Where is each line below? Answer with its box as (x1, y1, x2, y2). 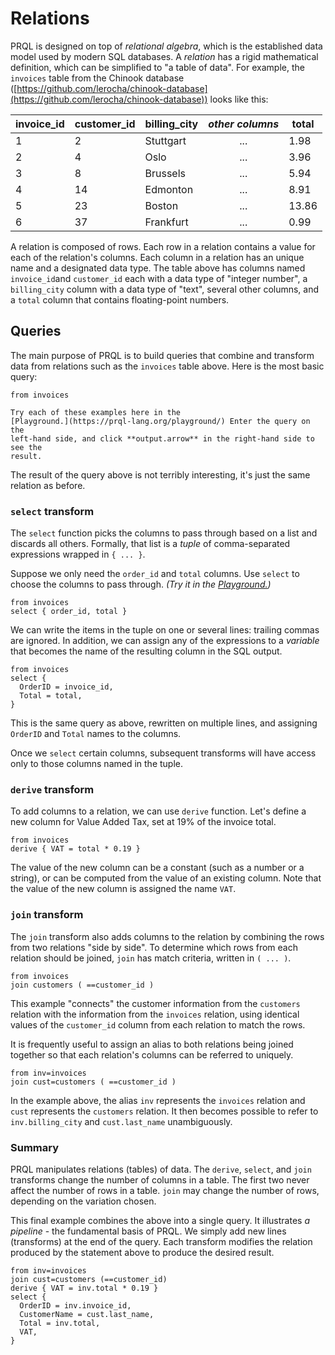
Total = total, (19, 691, 83, 701)
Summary (10, 1140, 60, 1154)
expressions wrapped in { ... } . (10, 548, 146, 561)
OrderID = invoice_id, (19, 682, 114, 692)
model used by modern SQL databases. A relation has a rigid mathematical (10, 50, 319, 62)
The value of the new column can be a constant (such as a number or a (10, 862, 305, 874)
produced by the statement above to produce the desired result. (10, 1246, 275, 1258)
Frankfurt (144, 215, 189, 229)
